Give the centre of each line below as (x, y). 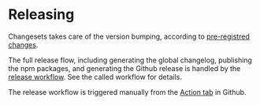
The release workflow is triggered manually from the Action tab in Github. (127, 92)
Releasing (41, 15)
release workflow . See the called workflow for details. (95, 77)
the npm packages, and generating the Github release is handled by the (124, 68)
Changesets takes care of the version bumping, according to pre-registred (129, 36)
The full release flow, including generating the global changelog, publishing (130, 60)
